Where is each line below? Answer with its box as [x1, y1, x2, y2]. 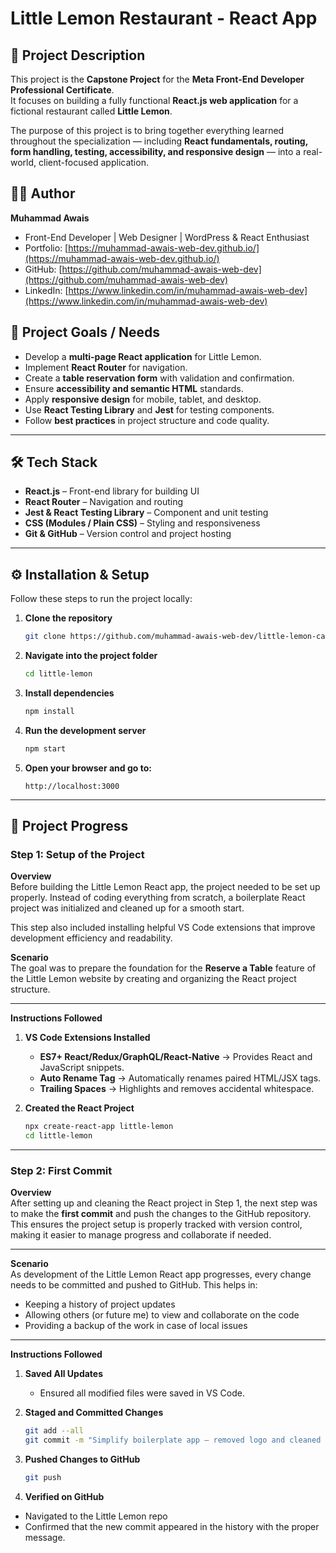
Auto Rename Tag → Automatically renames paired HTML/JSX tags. [39, 1072, 322, 1084]
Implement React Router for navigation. [24, 361, 188, 373]
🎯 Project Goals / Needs [10, 324, 161, 341]
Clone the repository [24, 612, 113, 624]
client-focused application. [38, 157, 149, 168]
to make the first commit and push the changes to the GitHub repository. [10, 1208, 312, 1220]
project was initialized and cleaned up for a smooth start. [10, 902, 245, 914]
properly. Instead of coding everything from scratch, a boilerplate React [10, 892, 306, 904]
